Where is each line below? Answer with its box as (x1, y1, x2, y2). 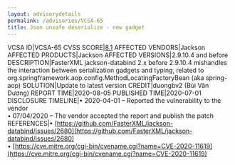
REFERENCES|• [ (7, 119, 58, 128)
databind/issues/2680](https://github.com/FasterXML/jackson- (7, 126, 193, 136)
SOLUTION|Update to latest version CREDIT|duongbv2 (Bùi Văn (22, 81, 209, 90)
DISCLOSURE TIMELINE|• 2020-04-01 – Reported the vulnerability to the (7, 96, 221, 105)
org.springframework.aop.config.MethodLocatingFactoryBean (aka (7, 74, 204, 82)
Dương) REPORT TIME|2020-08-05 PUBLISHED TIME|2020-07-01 (7, 89, 202, 97)
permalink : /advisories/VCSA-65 (7, 17, 103, 24)
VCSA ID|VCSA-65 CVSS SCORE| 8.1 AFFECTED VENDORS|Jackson (7, 44, 206, 52)
